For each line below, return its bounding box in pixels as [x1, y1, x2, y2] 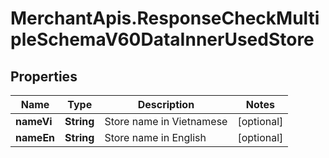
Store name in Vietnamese [104, 115, 228, 128]
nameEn [15, 131, 56, 144]
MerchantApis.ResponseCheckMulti [10, 7, 320, 30]
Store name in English [104, 131, 207, 144]
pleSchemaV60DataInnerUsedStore [10, 28, 315, 51]
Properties [10, 68, 78, 85]
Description [137, 98, 195, 111]
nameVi [15, 115, 53, 128]
